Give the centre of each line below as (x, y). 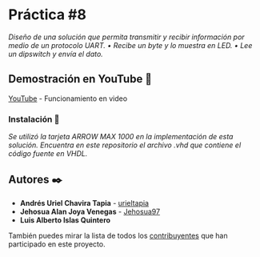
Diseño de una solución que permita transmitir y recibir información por (127, 37)
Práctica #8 (47, 15)
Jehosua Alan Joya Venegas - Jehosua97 (90, 211)
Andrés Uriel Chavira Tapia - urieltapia (84, 203)
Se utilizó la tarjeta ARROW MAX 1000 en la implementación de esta (121, 137)
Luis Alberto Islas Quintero (65, 220)
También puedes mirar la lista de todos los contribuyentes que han (118, 235)
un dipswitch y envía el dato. (56, 54)
